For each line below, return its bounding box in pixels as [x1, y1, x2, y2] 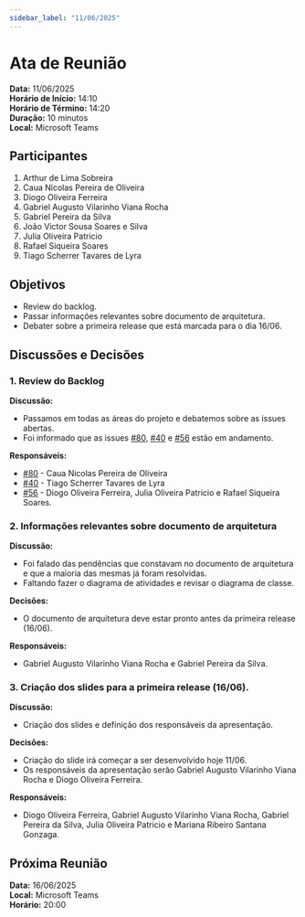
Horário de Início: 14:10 [9, 92, 98, 103]
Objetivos [9, 276, 66, 293]
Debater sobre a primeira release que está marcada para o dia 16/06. [22, 321, 282, 332]
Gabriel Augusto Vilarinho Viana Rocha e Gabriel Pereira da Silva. [22, 658, 268, 669]
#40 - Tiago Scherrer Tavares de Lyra [22, 477, 165, 488]
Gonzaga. [22, 829, 59, 840]
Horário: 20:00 [9, 900, 67, 911]
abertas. [22, 422, 55, 433]
